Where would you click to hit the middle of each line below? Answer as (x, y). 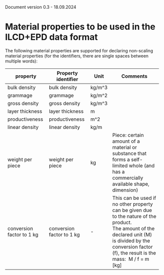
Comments (134, 76)
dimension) (125, 190)
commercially (128, 178)
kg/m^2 (99, 95)
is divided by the (131, 240)
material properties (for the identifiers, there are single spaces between (77, 56)
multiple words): (21, 61)
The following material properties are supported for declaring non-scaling (79, 50)
